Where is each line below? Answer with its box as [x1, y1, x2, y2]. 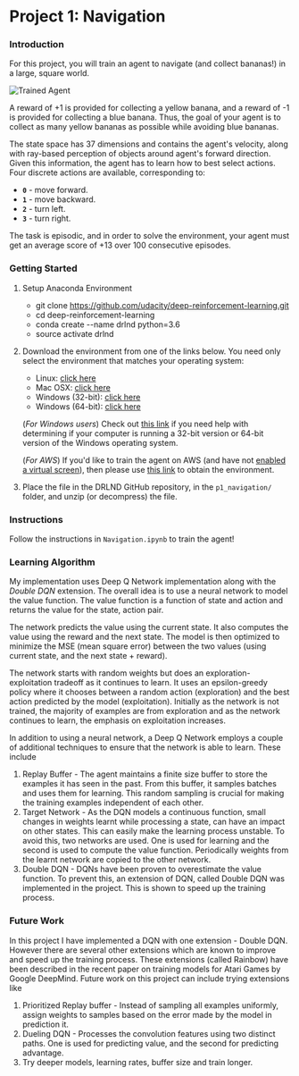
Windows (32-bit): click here [35, 391, 141, 402]
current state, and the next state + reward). [9, 651, 168, 661]
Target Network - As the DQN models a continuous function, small [21, 807, 266, 818]
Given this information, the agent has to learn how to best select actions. [9, 158, 277, 169]
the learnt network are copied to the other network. [21, 854, 212, 865]
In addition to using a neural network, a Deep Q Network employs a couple [9, 733, 284, 744]
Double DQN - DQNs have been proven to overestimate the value [21, 864, 262, 875]
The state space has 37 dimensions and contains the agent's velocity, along [9, 139, 288, 149]
